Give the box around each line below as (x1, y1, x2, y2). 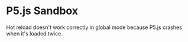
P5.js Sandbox (6, 4, 79, 18)
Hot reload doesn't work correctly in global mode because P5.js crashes (6, 24, 182, 31)
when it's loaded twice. (6, 30, 63, 37)
